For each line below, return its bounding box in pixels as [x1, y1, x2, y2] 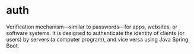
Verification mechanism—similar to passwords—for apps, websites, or [6, 23, 178, 30]
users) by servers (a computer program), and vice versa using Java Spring [6, 36, 189, 43]
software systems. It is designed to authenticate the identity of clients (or [6, 29, 185, 36]
